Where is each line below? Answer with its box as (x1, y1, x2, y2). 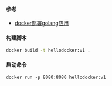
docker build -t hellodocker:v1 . (6, 48, 91, 54)
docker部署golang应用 (14, 19, 69, 27)
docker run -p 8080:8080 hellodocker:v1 (6, 74, 107, 81)
